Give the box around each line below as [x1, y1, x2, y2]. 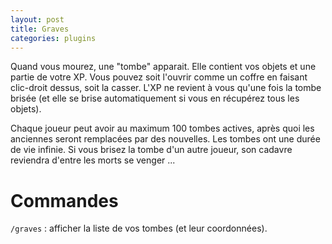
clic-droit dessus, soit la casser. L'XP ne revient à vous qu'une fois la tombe [10, 82, 322, 94]
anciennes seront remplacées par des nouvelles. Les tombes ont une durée [10, 133, 321, 145]
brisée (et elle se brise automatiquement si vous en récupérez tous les [10, 92, 300, 105]
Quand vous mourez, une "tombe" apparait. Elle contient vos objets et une [10, 61, 317, 73]
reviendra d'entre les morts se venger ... [10, 154, 176, 166]
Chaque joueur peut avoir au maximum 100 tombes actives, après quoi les [10, 122, 315, 135]
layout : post [10, 14, 65, 25]
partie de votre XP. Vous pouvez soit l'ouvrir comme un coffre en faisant [10, 71, 308, 83]
